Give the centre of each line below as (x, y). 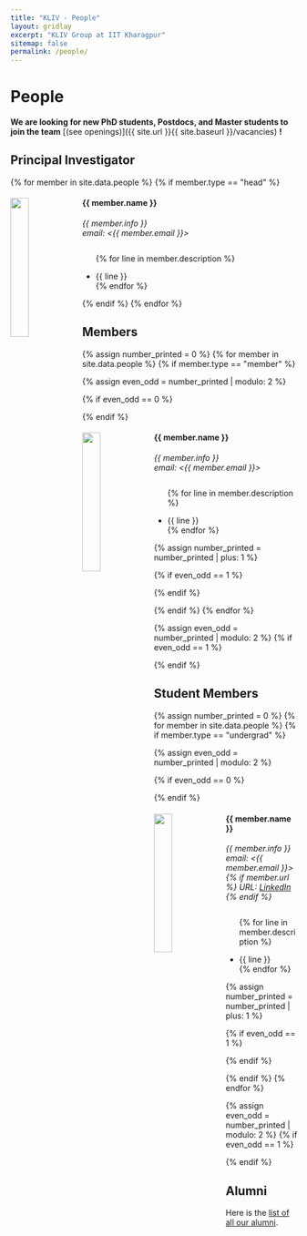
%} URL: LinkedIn (258, 887)
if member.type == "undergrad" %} (220, 735)
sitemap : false (39, 43)
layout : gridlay (41, 26)
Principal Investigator (73, 160)
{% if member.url (257, 878)
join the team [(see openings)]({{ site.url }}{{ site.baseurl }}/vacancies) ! (146, 132)
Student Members (206, 694)
